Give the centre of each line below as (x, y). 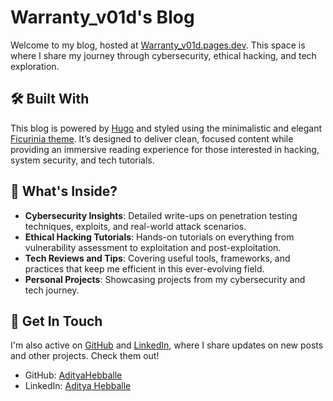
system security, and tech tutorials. (82, 160)
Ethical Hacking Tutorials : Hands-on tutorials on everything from (159, 237)
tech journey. (52, 290)
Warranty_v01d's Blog (102, 17)
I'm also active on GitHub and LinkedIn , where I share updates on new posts (167, 345)
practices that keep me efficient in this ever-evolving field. (144, 268)
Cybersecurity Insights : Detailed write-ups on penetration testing (161, 215)
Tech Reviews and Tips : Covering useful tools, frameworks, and (157, 258)
